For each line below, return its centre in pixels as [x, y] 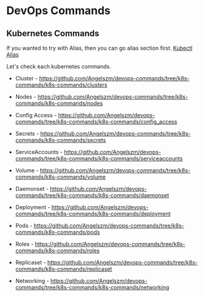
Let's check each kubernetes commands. [59, 66]
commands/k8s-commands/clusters [61, 85]
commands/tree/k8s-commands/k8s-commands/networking [92, 287]
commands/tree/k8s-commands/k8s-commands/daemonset [92, 195]
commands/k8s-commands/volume [61, 177]
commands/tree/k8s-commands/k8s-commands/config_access [96, 121]
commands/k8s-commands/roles [57, 250]
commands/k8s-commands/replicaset [64, 269]
